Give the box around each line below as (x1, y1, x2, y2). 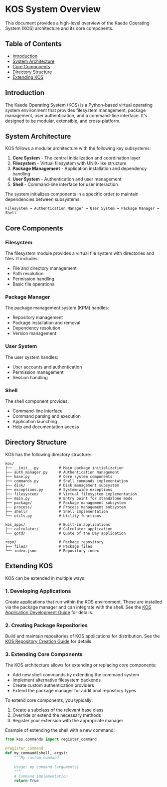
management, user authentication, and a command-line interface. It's (5, 112, 148, 118)
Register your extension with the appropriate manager (12, 718, 124, 724)
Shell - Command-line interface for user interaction (12, 181, 118, 187)
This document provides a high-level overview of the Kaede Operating (5, 20, 150, 26)
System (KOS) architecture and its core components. (5, 25, 114, 31)
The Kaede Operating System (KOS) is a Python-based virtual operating (5, 102, 153, 108)
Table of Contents (5, 40, 62, 48)
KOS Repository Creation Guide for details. (5, 638, 93, 644)
